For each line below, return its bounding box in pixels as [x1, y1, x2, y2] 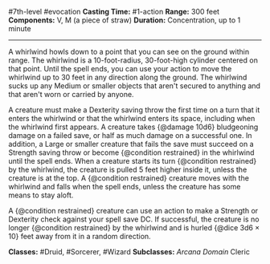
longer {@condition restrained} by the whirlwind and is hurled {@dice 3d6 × [8, 223, 260, 232]
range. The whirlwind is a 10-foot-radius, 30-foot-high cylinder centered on [8, 55, 259, 65]
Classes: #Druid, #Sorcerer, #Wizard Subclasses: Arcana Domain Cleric [8, 247, 251, 256]
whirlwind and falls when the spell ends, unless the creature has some [8, 182, 241, 191]
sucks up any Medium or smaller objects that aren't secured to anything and [8, 81, 261, 91]
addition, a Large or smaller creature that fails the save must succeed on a [8, 140, 255, 148]
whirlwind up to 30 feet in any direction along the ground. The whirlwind [8, 72, 247, 82]
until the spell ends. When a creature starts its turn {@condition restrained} [8, 156, 257, 165]
